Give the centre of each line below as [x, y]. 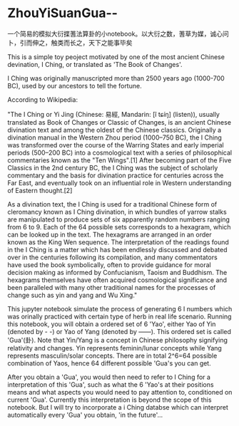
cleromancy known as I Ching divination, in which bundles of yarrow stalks [117, 212]
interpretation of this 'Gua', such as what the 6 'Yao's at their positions [111, 384]
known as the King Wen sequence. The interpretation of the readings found [118, 242]
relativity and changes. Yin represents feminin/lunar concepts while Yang [115, 348]
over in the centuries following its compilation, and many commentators [112, 257]
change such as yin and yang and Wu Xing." [72, 295]
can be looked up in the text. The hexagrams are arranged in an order [110, 234]
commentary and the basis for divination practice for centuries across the [116, 175]
